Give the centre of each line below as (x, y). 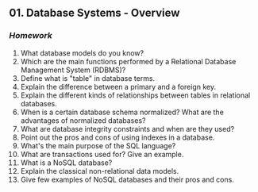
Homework (31, 36)
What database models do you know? (82, 53)
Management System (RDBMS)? (73, 70)
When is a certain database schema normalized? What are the (122, 112)
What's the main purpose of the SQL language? (98, 145)
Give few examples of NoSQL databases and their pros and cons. (127, 179)
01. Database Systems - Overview (94, 13)
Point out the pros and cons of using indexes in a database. (117, 137)
